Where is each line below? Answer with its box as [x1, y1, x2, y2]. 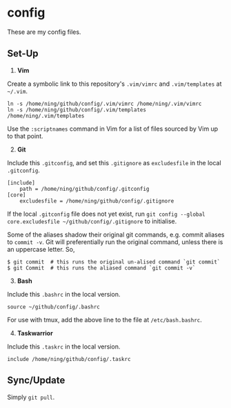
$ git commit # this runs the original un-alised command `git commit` [7, 258, 221, 266]
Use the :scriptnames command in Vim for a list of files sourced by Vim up [7, 124, 219, 133]
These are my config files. [7, 28, 81, 36]
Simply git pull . [7, 393, 55, 401]
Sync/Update [7, 375, 66, 387]
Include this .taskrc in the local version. [7, 342, 121, 351]
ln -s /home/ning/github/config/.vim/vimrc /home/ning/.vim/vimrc [7, 100, 202, 107]
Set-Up [7, 48, 39, 59]
